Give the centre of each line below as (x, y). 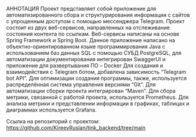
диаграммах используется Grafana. (52, 110)
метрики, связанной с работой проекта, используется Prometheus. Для (97, 97)
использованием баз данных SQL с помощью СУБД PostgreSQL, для (94, 53)
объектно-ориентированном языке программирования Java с (86, 46)
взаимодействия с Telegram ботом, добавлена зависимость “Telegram (96, 72)
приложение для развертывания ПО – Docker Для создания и (85, 66)
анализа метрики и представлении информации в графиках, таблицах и (98, 103)
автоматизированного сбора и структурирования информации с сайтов (98, 15)
